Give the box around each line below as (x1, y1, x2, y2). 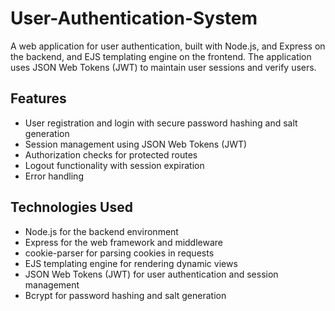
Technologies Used (10, 199, 133, 216)
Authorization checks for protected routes (24, 148, 198, 161)
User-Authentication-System (10, 7, 258, 30)
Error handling (24, 170, 84, 182)
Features (10, 90, 67, 107)
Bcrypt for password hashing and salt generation (24, 289, 227, 301)
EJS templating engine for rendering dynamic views (24, 257, 238, 269)
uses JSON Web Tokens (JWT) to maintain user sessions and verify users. (10, 61, 317, 73)
